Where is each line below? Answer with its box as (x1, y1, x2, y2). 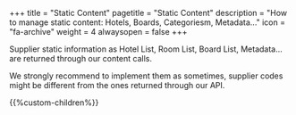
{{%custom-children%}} (9, 97, 99, 108)
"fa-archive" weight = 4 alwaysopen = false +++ (9, 27, 188, 37)
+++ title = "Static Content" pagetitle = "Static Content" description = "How (9, 8, 288, 18)
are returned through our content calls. (9, 53, 153, 63)
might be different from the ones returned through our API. (9, 80, 225, 90)
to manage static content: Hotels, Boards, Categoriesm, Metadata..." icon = (9, 17, 286, 28)
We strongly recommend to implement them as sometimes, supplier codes (9, 70, 283, 81)
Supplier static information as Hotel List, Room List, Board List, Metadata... (9, 44, 283, 54)
